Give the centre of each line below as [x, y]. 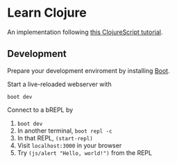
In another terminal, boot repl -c [65, 131]
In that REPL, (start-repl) [55, 138]
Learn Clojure [47, 13]
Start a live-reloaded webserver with [60, 84]
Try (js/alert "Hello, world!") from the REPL [85, 153]
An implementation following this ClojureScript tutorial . [85, 32]
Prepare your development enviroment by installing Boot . [88, 70]
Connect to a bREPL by [40, 110]
